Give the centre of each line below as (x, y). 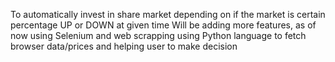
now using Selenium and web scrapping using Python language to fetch (158, 35)
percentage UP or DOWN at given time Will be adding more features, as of (163, 25)
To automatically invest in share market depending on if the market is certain (168, 14)
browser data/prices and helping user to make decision (124, 46)
